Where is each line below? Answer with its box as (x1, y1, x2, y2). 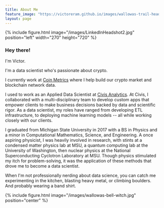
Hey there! (5, 47, 31, 54)
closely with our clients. (5, 117, 53, 123)
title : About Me (5, 7, 38, 12)
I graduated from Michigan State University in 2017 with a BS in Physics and (5, 127, 158, 132)
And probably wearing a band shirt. (5, 183, 77, 189)
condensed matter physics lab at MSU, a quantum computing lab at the (5, 142, 148, 148)
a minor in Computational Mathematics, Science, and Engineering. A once (5, 132, 153, 138)
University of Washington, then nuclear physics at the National (5, 147, 131, 153)
